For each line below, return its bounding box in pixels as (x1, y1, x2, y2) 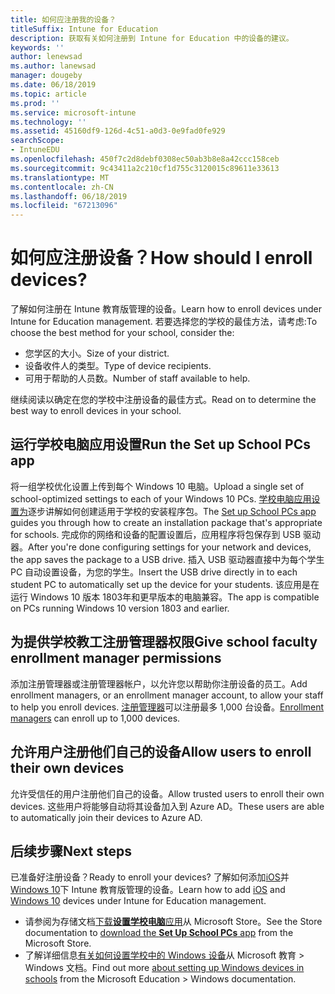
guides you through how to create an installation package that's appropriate (10, 516, 323, 528)
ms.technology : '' (10, 117, 87, 127)
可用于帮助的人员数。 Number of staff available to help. (24, 372, 251, 385)
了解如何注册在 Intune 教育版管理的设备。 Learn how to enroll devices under (10, 303, 322, 315)
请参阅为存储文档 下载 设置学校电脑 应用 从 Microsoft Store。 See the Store (24, 916, 323, 928)
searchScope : (10, 136, 65, 146)
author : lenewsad (10, 52, 83, 62)
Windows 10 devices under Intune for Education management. (10, 895, 267, 907)
